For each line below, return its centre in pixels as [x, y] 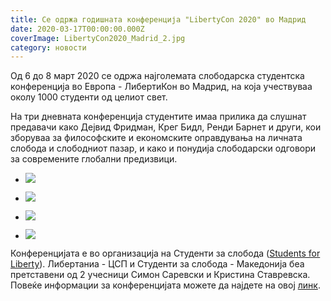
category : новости [48, 47]
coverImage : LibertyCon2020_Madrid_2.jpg [98, 38]
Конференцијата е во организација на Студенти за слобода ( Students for [165, 253]
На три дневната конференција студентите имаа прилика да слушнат [158, 117]
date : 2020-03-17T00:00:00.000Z [77, 29]
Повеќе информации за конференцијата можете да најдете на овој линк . [165, 285]
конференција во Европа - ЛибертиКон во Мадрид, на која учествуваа [161, 87]
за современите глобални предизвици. [94, 159]
